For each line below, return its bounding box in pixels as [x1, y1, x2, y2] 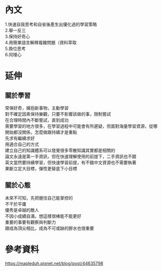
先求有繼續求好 [5, 135, 35, 141]
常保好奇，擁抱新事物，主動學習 [5, 105, 69, 111]
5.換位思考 [5, 46, 26, 51]
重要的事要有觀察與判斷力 [5, 219, 56, 225]
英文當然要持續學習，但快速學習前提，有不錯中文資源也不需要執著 [5, 159, 136, 165]
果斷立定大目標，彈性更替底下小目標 [5, 165, 77, 171]
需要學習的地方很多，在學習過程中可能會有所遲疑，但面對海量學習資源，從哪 [5, 123, 158, 129]
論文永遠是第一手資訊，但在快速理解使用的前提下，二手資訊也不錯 [5, 153, 136, 159]
